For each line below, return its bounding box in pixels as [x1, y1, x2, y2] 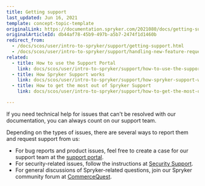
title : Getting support [6, 9, 67, 15]
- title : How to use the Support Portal [12, 60, 116, 66]
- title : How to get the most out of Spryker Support [12, 83, 151, 89]
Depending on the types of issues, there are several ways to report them [6, 129, 189, 136]
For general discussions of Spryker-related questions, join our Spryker [15, 166, 192, 174]
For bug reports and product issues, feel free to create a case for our [15, 147, 189, 154]
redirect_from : [6, 37, 45, 43]
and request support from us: [6, 135, 81, 142]
